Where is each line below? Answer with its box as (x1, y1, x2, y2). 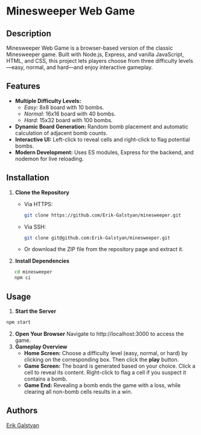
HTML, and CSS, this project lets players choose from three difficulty (6, 57, 178, 64)
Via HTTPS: (24, 200, 53, 208)
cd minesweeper (14, 269, 53, 275)
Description (6, 28, 51, 39)
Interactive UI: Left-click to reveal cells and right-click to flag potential (14, 136, 190, 143)
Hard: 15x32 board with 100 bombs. (24, 116, 113, 123)
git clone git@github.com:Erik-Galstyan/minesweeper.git (24, 235, 171, 241)
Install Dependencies (14, 257, 69, 264)
